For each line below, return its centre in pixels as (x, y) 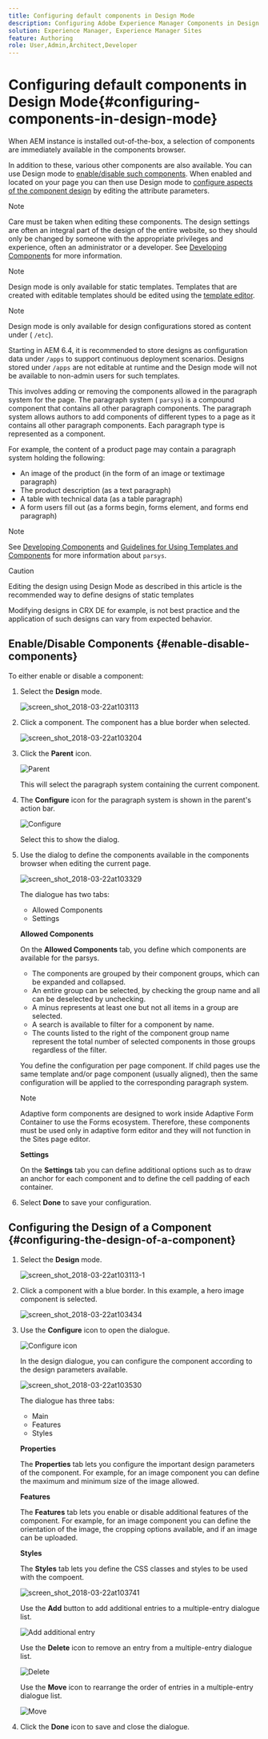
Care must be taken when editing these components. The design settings (129, 222)
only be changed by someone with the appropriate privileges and (116, 239)
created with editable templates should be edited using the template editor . (132, 295)
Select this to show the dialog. (70, 839)
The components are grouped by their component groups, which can (146, 973)
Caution (21, 571)
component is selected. (58, 1299)
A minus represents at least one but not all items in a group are (135, 1007)
